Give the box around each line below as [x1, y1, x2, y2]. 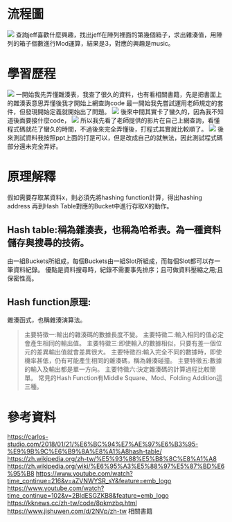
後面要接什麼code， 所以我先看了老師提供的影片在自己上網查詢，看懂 [12, 116, 220, 125]
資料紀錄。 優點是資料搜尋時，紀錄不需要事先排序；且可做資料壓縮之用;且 [12, 265, 224, 273]
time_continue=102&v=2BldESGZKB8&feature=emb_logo [7, 492, 170, 500]
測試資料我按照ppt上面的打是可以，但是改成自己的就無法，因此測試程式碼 [12, 133, 223, 142]
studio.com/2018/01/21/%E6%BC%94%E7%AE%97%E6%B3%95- [7, 440, 199, 449]
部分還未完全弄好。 [7, 142, 62, 150]
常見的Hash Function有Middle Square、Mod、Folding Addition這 [37, 374, 223, 382]
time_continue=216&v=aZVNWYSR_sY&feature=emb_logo [7, 477, 172, 485]
